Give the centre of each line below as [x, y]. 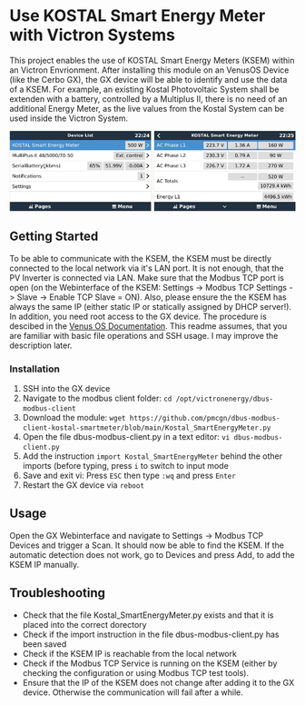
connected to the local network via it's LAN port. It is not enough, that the [147, 268]
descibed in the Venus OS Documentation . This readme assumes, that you [148, 326]
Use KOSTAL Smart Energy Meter [138, 16]
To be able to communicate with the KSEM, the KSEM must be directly [141, 258]
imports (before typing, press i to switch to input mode [125, 466]
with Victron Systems [92, 35]
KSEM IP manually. [44, 564]
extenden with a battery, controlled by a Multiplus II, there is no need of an [148, 99]
